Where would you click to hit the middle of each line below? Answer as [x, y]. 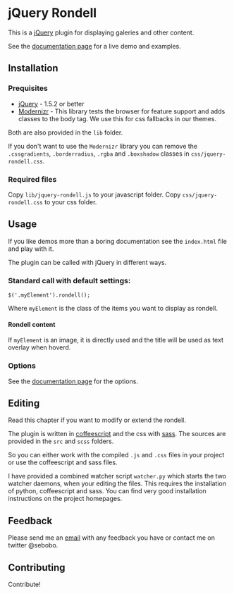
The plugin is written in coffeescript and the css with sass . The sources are [117, 434]
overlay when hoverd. [39, 347]
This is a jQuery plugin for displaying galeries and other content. [101, 32]
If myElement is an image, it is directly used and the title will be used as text [116, 340]
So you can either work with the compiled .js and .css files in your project [116, 455]
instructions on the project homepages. [65, 499]
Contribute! [24, 584]
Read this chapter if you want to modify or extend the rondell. [97, 420]
